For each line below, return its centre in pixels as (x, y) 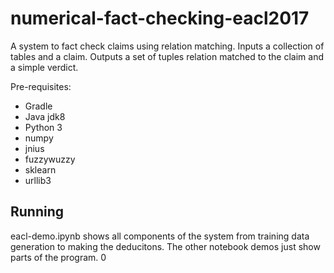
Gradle (38, 106)
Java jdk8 (45, 116)
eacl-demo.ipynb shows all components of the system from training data (160, 236)
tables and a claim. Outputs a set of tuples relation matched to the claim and (167, 56)
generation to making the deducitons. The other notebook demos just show (165, 246)
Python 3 (43, 127)
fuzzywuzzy (50, 159)
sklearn (40, 169)
